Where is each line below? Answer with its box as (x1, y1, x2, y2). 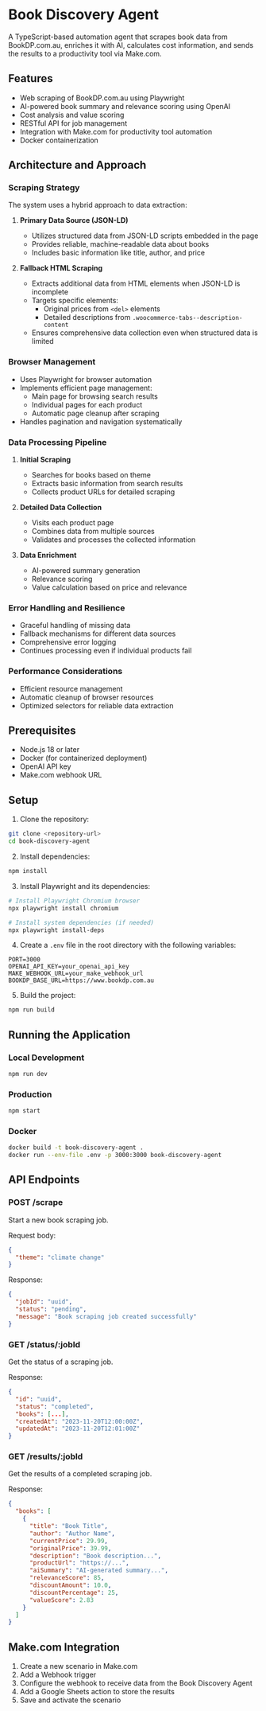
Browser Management (8, 357, 96, 368)
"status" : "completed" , (15, 1402, 94, 1410)
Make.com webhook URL (19, 770, 102, 780)
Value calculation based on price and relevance (31, 583, 187, 592)
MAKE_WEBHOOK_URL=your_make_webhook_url (8, 969, 145, 978)
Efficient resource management (19, 684, 123, 693)
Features (8, 72, 53, 85)
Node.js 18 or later (19, 745, 80, 754)
